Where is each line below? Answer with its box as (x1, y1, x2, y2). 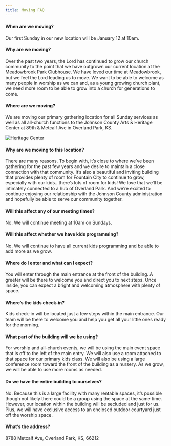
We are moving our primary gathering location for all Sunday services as (5, 114, 158, 120)
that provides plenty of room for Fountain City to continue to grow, (5, 174, 145, 180)
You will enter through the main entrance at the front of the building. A (5, 271, 153, 277)
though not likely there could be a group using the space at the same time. (5, 395, 162, 401)
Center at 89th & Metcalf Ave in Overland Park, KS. (5, 125, 113, 131)
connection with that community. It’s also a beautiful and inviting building (5, 169, 159, 175)
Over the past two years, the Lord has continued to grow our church (5, 58, 149, 64)
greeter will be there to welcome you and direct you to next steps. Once (5, 277, 157, 283)
